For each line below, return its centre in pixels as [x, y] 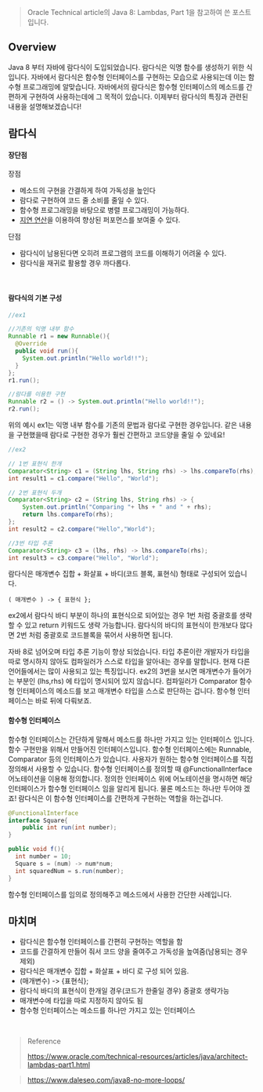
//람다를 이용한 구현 [37, 394]
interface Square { [38, 820]
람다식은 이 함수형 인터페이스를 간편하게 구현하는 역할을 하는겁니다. [121, 798]
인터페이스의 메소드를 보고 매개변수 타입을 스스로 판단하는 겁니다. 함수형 [126, 691]
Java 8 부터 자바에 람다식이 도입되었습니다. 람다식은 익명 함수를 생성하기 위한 [126, 67]
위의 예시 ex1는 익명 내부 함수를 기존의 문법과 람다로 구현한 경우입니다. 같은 [122, 425]
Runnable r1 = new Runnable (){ [59, 337]
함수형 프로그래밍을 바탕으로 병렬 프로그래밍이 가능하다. [104, 210]
